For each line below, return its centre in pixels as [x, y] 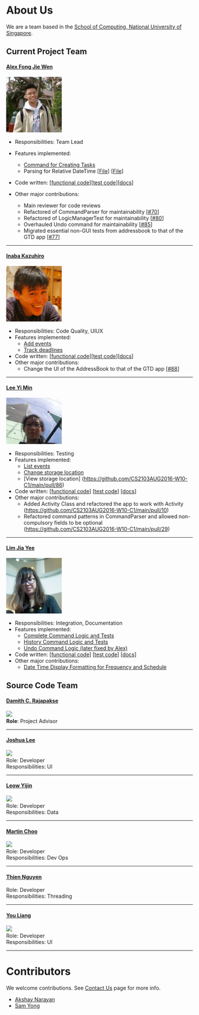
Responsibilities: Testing [44, 453]
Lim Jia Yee [20, 548]
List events [37, 466]
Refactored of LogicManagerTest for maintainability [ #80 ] [94, 218]
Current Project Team [46, 52]
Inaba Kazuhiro [25, 256]
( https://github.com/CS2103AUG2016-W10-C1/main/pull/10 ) [96, 510]
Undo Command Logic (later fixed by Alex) [76, 648]
